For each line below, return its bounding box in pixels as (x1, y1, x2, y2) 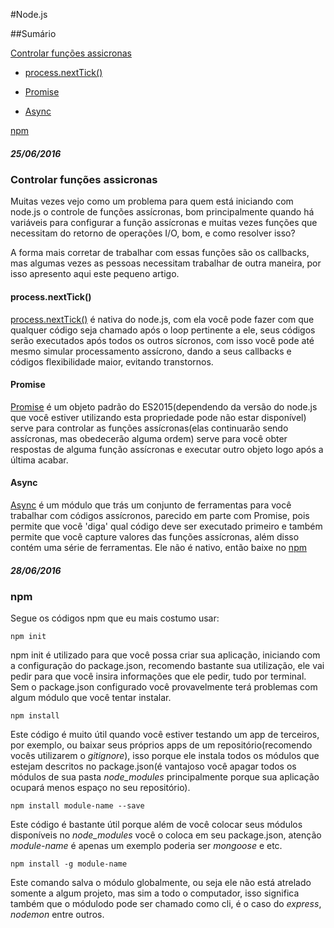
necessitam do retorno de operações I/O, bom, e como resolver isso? (10, 227, 296, 239)
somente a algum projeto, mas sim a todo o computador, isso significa (10, 887, 300, 899)
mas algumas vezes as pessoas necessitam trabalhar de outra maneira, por (10, 257, 322, 269)
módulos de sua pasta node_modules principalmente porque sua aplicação (10, 771, 320, 783)
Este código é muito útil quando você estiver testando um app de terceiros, (10, 729, 320, 741)
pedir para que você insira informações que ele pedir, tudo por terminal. (10, 670, 307, 683)
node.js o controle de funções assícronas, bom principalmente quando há (10, 206, 315, 218)
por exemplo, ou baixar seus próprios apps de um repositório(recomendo (10, 739, 313, 751)
